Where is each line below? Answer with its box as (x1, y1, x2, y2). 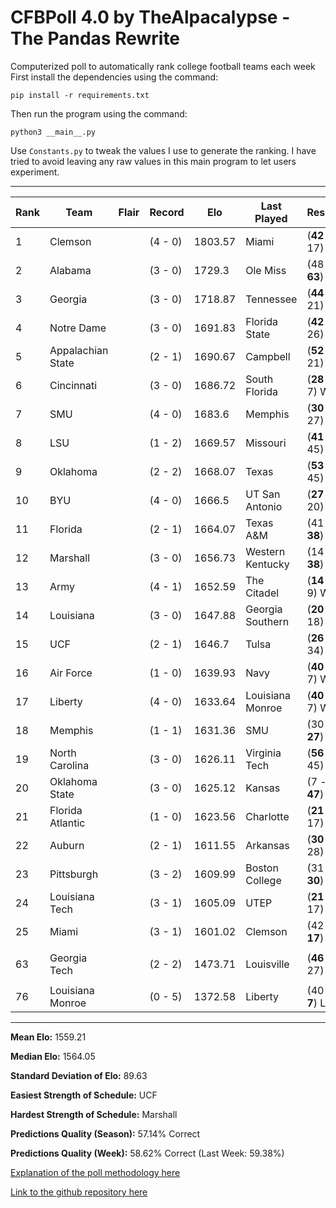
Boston (245, 861, 279, 875)
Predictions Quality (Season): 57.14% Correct (10, 1127, 201, 1140)
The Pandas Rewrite (10, 27, 181, 50)
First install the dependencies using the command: (10, 71, 219, 83)
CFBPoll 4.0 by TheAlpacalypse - (10, 6, 291, 29)
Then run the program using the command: (10, 107, 188, 120)
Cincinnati (49, 378, 97, 392)
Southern (245, 614, 290, 628)
